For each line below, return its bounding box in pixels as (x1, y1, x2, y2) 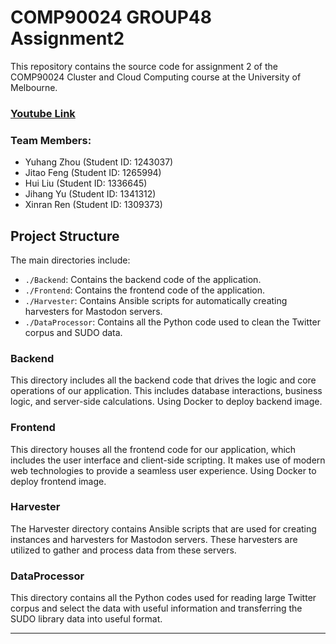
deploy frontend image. (10, 475, 107, 487)
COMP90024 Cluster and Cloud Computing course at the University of (10, 71, 302, 83)
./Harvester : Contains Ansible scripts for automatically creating (24, 294, 288, 306)
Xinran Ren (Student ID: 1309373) (24, 199, 163, 211)
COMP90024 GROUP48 (10, 6, 212, 29)
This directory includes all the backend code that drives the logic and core (10, 374, 317, 386)
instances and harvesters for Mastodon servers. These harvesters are (10, 533, 298, 545)
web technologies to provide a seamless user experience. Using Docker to (10, 464, 317, 476)
